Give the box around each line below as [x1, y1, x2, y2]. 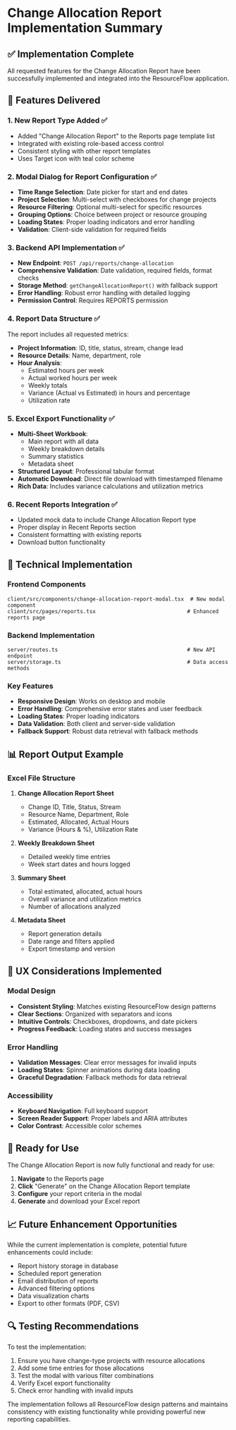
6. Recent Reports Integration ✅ [7, 499, 118, 509]
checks [17, 273, 39, 283]
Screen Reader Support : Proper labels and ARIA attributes [17, 1114, 188, 1123]
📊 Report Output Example [7, 748, 124, 760]
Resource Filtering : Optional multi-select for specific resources [17, 202, 202, 211]
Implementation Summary [7, 20, 163, 36]
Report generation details [27, 930, 102, 938]
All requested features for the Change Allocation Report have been [7, 67, 201, 75]
